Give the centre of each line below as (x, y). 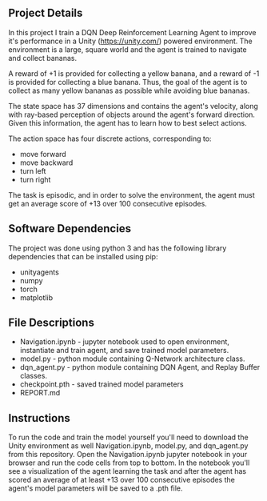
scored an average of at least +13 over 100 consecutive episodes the (122, 480)
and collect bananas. (43, 58)
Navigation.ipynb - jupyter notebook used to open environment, (125, 342)
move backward (46, 162)
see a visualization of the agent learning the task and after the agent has (127, 471)
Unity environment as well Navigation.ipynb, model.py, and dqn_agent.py (128, 446)
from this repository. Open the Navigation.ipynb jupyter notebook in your (128, 455)
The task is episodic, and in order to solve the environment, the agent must (132, 194)
